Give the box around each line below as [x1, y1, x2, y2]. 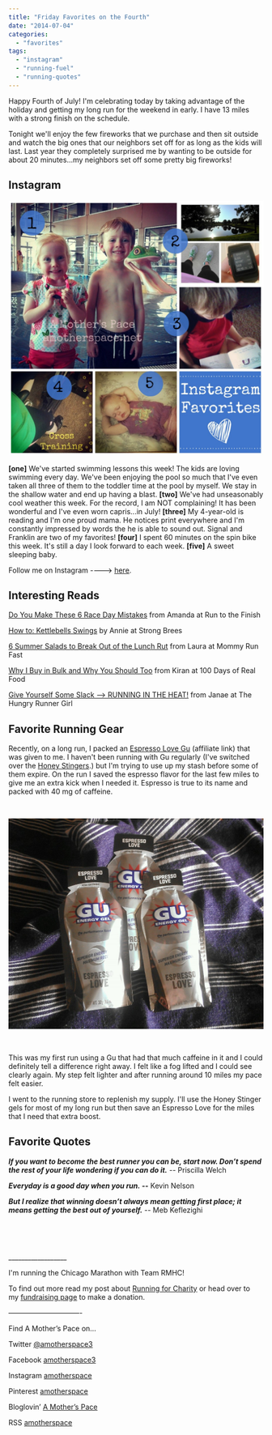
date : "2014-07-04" [8, 21, 74, 30]
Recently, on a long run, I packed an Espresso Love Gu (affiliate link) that [8, 743, 251, 753]
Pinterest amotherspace [8, 1386, 89, 1396]
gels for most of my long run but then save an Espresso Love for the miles [8, 1103, 255, 1113]
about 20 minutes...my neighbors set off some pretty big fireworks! [8, 155, 232, 164]
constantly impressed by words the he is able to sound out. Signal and [8, 523, 243, 534]
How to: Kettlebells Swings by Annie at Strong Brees [8, 626, 183, 636]
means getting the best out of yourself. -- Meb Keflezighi [8, 1205, 203, 1215]
